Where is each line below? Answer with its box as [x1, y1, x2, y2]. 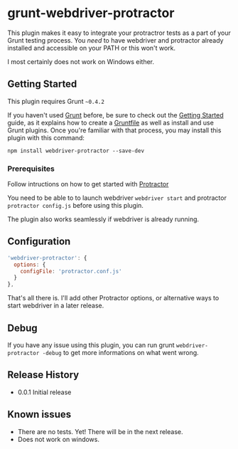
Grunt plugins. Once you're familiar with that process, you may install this [7, 126, 222, 134]
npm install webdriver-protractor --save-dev [7, 147, 144, 154]
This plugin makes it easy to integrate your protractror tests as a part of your [7, 28, 231, 37]
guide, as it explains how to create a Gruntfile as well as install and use [7, 118, 215, 127]
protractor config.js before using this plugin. [7, 201, 144, 210]
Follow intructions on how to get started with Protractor [7, 180, 169, 189]
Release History [7, 369, 80, 381]
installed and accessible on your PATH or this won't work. [7, 43, 176, 52]
